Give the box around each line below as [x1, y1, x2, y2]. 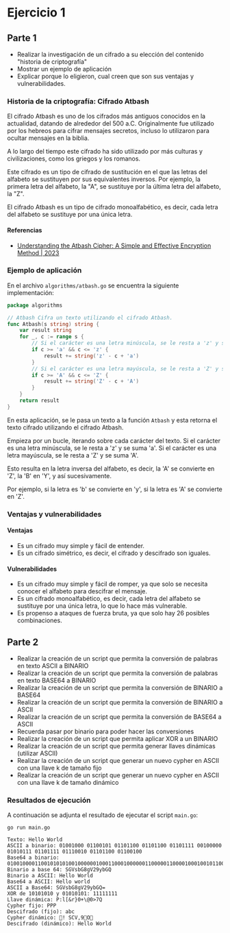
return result [19, 397, 60, 404]
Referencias [7, 226, 42, 234]
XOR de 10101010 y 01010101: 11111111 [7, 890, 118, 897]
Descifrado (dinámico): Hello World [7, 921, 112, 928]
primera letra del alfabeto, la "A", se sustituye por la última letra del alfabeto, [7, 182, 221, 191]
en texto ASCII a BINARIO [16, 661, 89, 670]
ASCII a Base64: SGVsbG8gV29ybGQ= [7, 884, 106, 891]
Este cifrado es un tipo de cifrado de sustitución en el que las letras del [7, 168, 207, 176]
